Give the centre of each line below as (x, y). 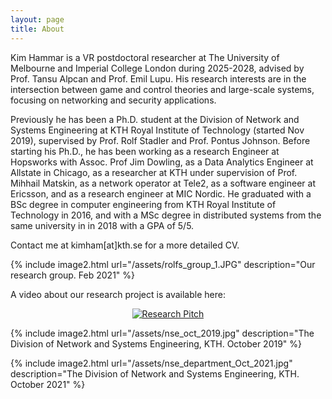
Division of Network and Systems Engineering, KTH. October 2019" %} (156, 343)
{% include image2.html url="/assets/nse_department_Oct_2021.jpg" (151, 363)
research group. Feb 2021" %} (73, 275)
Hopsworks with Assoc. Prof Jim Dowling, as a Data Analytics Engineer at (162, 162)
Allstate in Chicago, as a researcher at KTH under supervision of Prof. (154, 172)
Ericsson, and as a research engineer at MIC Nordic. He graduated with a (161, 193)
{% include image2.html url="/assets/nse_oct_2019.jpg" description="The (162, 333)
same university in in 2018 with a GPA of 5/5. (102, 225)
